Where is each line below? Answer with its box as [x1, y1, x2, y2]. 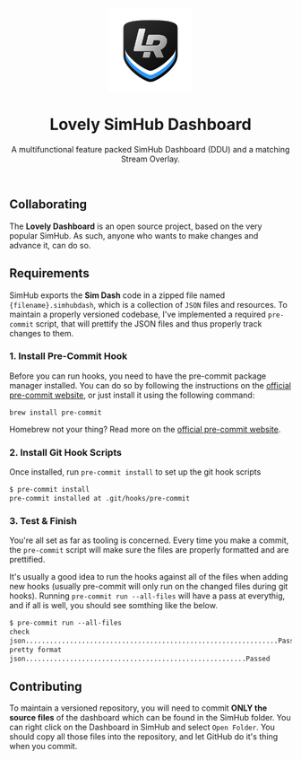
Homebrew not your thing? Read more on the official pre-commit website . [9, 424, 281, 434]
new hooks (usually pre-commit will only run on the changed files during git [9, 581, 288, 592]
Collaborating [9, 197, 88, 213]
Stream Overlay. [120, 153, 181, 164]
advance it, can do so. [9, 240, 91, 250]
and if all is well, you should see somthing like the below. [9, 600, 218, 611]
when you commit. [9, 741, 78, 752]
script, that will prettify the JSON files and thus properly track [35, 318, 262, 329]
